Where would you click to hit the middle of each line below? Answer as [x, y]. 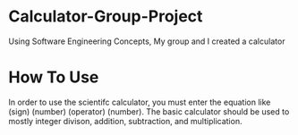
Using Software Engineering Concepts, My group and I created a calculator [147, 41]
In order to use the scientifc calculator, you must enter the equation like [140, 102]
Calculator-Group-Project [106, 17]
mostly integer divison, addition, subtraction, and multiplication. [125, 121]
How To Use [54, 77]
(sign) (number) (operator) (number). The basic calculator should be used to [149, 111]
